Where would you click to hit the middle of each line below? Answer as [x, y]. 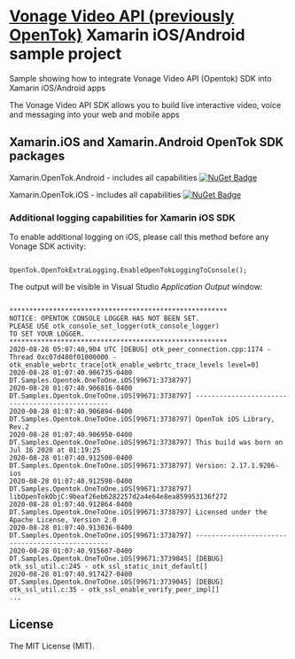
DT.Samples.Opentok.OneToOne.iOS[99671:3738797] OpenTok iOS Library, [142, 419]
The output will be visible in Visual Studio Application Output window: [136, 287]
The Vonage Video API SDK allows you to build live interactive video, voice [145, 105]
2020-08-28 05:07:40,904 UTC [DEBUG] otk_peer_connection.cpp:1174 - [140, 350]
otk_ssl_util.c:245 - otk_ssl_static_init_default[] [109, 567]
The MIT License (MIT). [52, 646]
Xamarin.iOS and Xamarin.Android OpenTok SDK [147, 142]
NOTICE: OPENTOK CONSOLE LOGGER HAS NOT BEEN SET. [105, 319]
